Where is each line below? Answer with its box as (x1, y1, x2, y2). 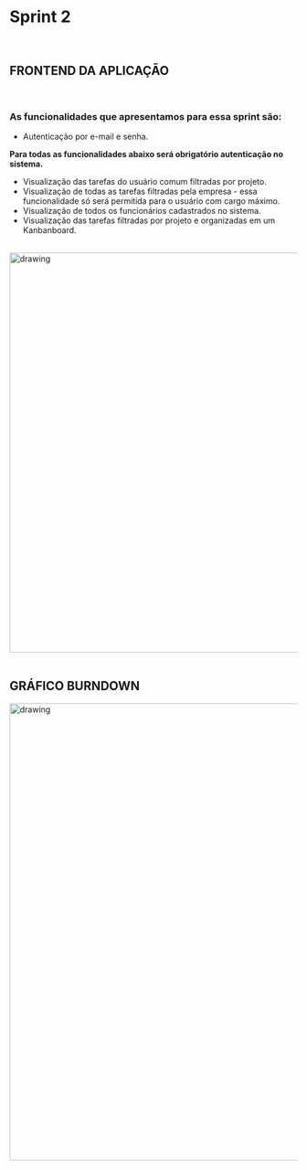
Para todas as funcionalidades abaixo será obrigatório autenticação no (9, 149, 284, 160)
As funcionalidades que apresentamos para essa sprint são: (9, 110, 282, 122)
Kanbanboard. (22, 225, 77, 236)
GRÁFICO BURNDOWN (9, 678, 140, 694)
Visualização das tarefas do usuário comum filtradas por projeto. (22, 176, 267, 187)
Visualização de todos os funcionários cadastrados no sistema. (22, 206, 262, 217)
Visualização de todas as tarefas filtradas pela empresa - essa (22, 186, 258, 197)
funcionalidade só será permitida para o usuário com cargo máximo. (22, 196, 281, 207)
